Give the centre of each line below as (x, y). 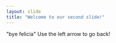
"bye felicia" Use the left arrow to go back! (58, 34)
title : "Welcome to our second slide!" (56, 17)
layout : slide (24, 11)
